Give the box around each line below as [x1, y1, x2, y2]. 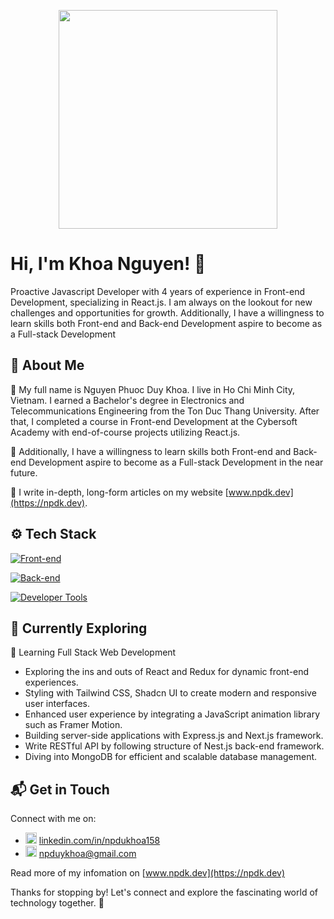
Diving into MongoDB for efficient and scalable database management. [24, 751, 318, 763]
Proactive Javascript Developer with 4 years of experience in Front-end [10, 285, 306, 297]
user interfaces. [24, 698, 90, 710]
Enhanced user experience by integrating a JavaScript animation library [24, 708, 321, 720]
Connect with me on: [10, 813, 97, 825]
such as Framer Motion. [24, 719, 123, 731]
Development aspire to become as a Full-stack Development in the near [28, 456, 324, 468]
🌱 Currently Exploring [10, 620, 148, 637]
